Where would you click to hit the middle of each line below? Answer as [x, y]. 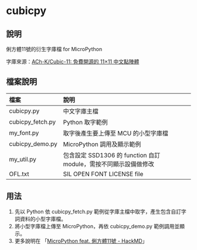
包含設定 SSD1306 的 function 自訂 [112, 155]
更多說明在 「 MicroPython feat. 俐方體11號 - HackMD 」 [81, 241]
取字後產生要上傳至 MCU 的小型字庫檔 [116, 133]
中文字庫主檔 [81, 111]
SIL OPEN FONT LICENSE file [103, 174]
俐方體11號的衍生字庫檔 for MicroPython [54, 49]
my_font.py [24, 133]
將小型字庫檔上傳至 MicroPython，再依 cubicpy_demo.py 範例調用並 [97, 226]
